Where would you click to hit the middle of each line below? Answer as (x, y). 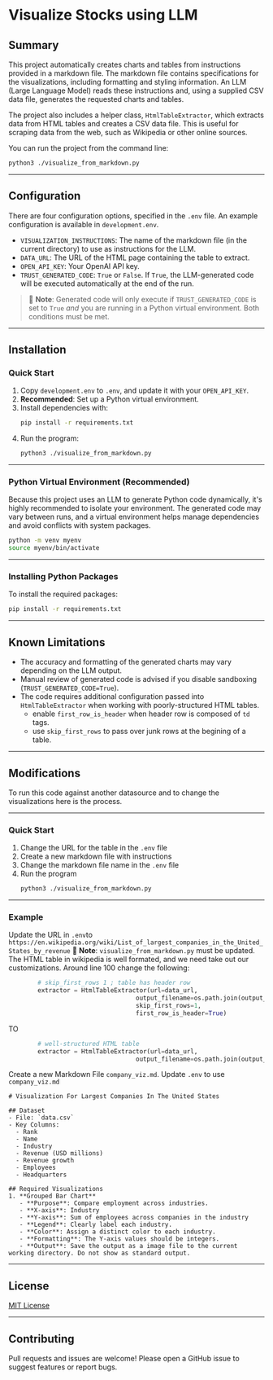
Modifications (45, 773)
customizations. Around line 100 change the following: (99, 968)
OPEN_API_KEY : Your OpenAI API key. (80, 266)
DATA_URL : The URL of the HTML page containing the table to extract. (135, 257)
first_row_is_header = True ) (181, 1013)
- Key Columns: (34, 1125)
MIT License (29, 1306)
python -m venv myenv (45, 541)
